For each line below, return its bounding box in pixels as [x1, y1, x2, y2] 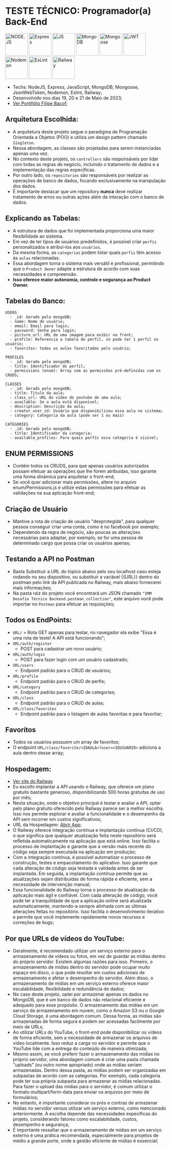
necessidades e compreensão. [12, 271, 78, 277]
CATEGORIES [5, 422, 29, 427]
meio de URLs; [12, 1024, 44, 1030]
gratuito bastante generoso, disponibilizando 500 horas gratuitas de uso [12, 789, 165, 795]
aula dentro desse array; [12, 750, 65, 756]
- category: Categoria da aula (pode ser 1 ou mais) [10, 413, 125, 418]
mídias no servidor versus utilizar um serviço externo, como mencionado [12, 1105, 166, 1111]
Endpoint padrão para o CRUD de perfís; [20, 678, 106, 684]
